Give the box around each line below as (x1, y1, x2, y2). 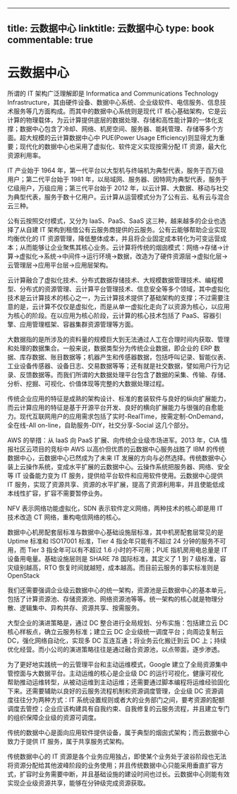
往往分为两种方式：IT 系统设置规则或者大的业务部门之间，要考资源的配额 (13, 696, 225, 704)
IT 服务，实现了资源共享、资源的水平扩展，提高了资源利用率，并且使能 (7, 481, 213, 489)
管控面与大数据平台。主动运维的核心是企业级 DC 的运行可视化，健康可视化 (7, 669, 224, 678)
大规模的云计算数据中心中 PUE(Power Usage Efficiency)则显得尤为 (25, 134, 219, 142)
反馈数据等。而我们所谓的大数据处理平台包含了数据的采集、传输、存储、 (19, 371, 230, 379)
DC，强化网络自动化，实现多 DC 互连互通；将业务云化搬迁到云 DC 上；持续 (7, 636, 227, 645)
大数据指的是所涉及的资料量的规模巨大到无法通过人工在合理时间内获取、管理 (7, 335, 230, 344)
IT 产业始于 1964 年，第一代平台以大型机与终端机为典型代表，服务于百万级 (7, 166, 224, 175)
